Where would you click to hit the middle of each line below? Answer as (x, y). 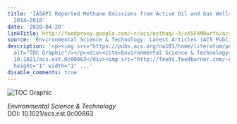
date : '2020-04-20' (36, 27)
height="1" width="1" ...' (53, 66)
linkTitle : (23, 33)
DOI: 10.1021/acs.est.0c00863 (50, 113)
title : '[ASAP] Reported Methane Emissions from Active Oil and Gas (110, 14)
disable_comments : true (42, 72)
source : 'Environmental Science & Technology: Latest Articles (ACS (110, 40)
